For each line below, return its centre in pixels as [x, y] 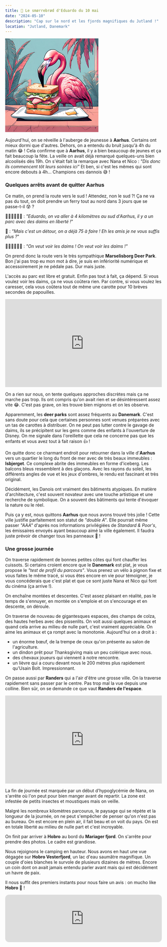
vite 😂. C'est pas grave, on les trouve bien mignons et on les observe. [77, 405]
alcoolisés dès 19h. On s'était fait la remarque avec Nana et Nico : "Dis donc [83, 161]
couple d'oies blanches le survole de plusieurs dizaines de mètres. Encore [81, 862]
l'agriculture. [25, 647]
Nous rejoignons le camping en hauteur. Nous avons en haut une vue [76, 852]
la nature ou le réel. [25, 505]
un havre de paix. [23, 873]
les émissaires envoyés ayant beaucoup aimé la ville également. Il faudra [80, 530]
